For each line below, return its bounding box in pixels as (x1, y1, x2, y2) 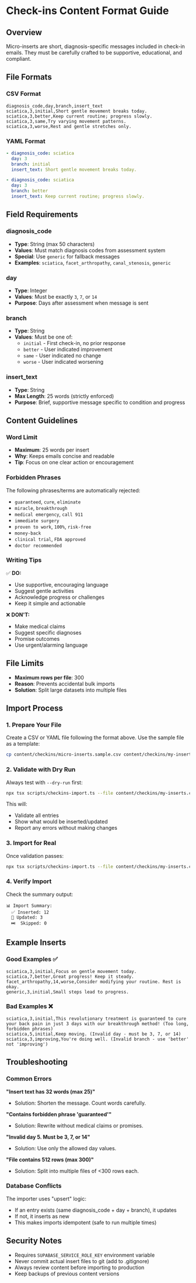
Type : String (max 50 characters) (14, 240, 95, 247)
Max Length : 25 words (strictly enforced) (14, 392, 114, 399)
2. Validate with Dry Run (6, 765, 76, 774)
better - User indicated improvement (23, 346, 113, 353)
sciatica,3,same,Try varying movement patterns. (6, 118, 127, 124)
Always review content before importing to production (14, 1264, 145, 1271)
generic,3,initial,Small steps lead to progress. (6, 989, 129, 995)
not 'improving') (6, 1041, 48, 1047)
